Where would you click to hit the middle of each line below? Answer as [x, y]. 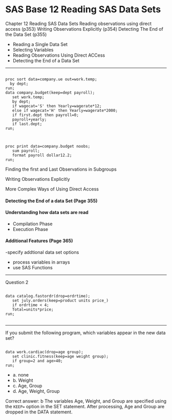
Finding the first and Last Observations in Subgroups [61, 169]
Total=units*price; [33, 309]
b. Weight [23, 380]
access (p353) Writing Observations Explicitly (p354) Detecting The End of [84, 29]
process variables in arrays [41, 262]
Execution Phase [30, 229]
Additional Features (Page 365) [39, 241]
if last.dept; [27, 124]
